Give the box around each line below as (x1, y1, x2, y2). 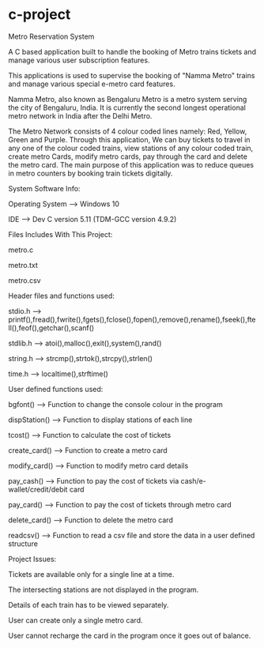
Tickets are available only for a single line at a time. (8, 569, 175, 578)
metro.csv (8, 275, 41, 285)
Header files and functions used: (8, 291, 115, 300)
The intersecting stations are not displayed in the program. (8, 585, 199, 594)
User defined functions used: (8, 384, 104, 394)
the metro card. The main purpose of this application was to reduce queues (8, 160, 255, 169)
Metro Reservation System (8, 32, 95, 41)
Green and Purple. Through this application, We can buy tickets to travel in (8, 134, 251, 144)
